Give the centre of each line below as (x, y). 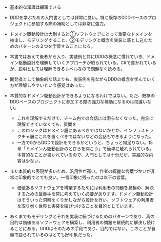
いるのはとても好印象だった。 (65, 235)
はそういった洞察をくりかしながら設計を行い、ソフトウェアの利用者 (85, 200)
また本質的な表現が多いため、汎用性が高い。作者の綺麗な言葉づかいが (80, 171)
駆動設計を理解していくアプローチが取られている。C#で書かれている (87, 63)
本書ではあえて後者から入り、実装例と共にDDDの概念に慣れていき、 (78, 57)
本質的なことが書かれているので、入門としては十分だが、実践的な (83, 155)
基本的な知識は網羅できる (35, 7)
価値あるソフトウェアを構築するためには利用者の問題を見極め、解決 (85, 188)
